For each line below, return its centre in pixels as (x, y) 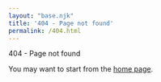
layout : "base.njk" (41, 16)
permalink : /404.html (45, 31)
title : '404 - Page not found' (61, 23)
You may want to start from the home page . (81, 69)
